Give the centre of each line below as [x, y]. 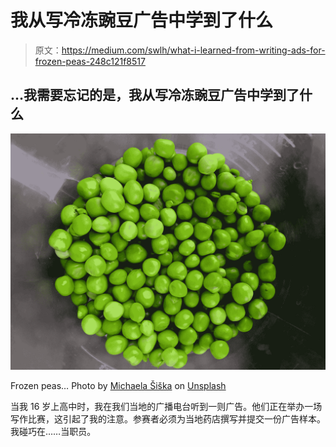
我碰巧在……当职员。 [53, 431]
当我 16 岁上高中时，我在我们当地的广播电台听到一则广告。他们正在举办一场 [166, 406]
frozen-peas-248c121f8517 [90, 61]
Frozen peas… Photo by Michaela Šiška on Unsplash [118, 385]
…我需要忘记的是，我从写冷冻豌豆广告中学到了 [155, 95]
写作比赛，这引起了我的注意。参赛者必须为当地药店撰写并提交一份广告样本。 [168, 418]
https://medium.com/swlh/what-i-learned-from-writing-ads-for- [193, 50]
